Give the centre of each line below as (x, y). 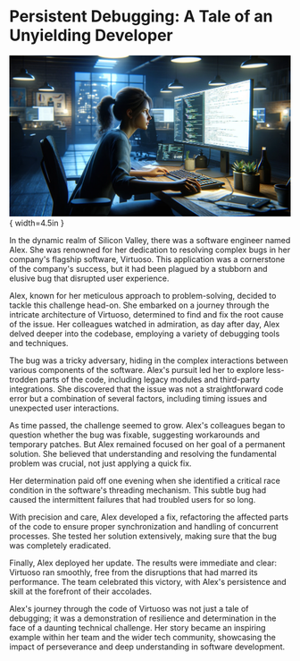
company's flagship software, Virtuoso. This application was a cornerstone (147, 259)
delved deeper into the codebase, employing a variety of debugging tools (145, 334)
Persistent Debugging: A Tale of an (141, 17)
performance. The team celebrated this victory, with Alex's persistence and (148, 581)
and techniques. (39, 343)
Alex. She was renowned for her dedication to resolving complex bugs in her (150, 250)
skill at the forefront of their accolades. (81, 591)
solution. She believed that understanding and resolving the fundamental (143, 453)
